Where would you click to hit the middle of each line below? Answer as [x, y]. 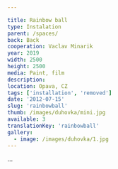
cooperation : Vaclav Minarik [50, 47]
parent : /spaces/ [33, 33]
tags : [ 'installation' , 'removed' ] [60, 93]
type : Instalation [34, 27]
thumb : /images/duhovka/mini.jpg [57, 113]
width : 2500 [25, 60]
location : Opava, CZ [38, 86]
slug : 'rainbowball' [38, 106]
